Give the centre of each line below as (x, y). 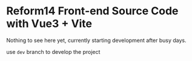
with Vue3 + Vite (49, 24)
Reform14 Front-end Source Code (92, 11)
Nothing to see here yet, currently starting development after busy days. (96, 40)
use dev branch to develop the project (53, 51)
